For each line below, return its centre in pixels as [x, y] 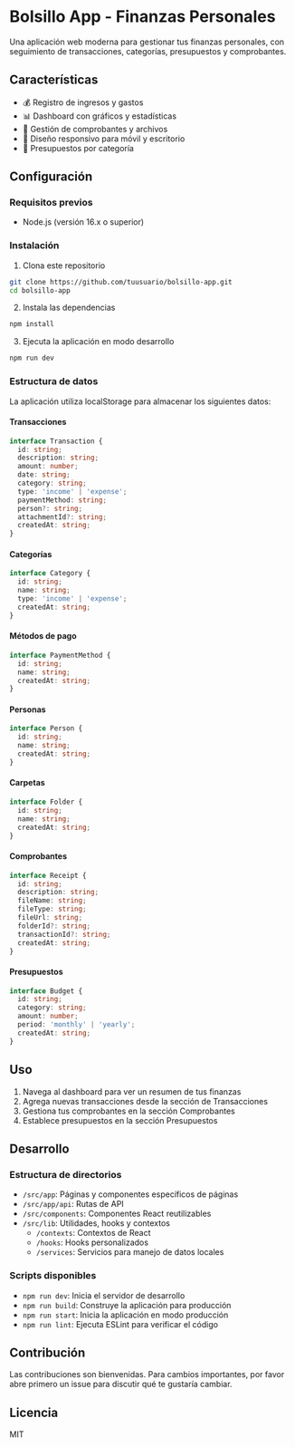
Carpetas [27, 783]
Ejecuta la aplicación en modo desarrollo [98, 342]
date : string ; [44, 475]
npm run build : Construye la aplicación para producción [127, 1305]
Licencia [34, 1412]
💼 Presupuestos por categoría [78, 148]
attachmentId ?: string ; [62, 517]
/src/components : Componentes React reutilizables [117, 1214]
